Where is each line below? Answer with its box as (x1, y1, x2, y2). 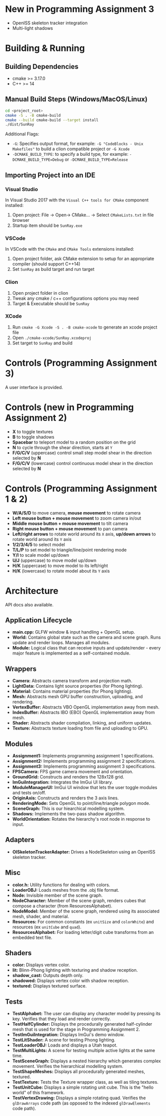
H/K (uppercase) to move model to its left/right (12, 562, 108, 569)
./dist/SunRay (5, 122, 35, 127)
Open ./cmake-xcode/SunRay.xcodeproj (12, 334, 92, 340)
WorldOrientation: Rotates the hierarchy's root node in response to (12, 816, 150, 822)
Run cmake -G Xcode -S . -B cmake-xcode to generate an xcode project (12, 324, 158, 330)
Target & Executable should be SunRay (12, 300, 90, 306)
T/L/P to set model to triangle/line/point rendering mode (12, 547, 127, 553)
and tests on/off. (12, 790, 46, 796)
